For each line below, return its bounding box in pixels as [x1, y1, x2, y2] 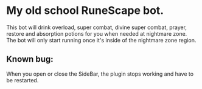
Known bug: [6, 54, 54, 64]
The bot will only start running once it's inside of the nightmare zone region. [6, 36, 197, 44]
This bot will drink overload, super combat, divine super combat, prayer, [6, 24, 187, 31]
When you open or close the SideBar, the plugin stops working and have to [6, 70, 193, 77]
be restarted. [6, 76, 39, 84]
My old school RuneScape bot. [6, 4, 164, 18]
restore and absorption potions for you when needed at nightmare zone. [6, 30, 187, 37]
